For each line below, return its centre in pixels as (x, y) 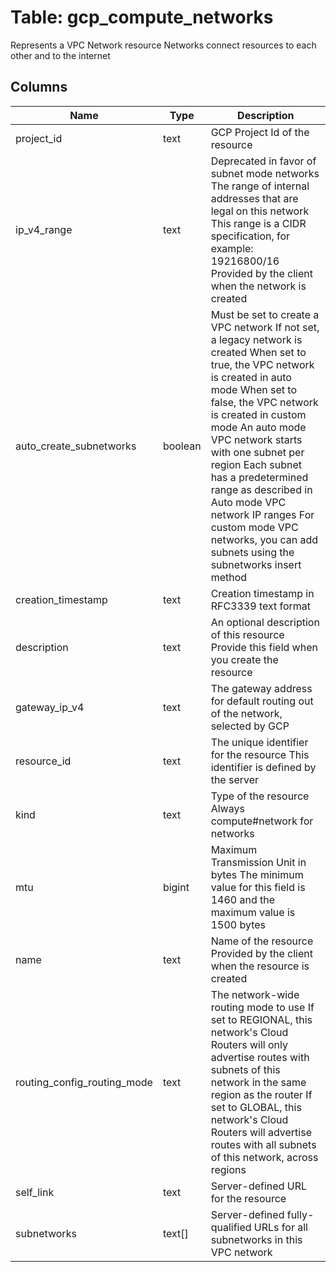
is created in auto (251, 377)
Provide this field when (264, 647)
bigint (176, 887)
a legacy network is (256, 339)
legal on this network (260, 211)
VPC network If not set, (265, 327)
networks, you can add (264, 539)
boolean (182, 446)
